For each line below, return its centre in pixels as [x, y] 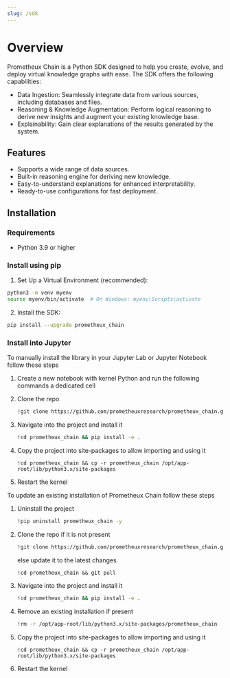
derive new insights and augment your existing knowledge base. [108, 116]
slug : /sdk [23, 13]
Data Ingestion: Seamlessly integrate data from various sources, [108, 94]
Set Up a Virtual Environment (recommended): [82, 280]
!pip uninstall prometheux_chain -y [69, 521]
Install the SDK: [38, 312]
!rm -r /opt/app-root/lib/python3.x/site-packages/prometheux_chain [117, 624]
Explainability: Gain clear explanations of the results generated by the [115, 124]
